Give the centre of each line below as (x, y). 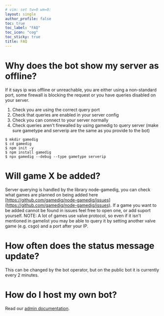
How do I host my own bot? (61, 295)
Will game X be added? (53, 176)
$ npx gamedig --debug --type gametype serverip (56, 157)
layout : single (21, 14)
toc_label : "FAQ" (23, 28)
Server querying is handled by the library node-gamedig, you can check (78, 190)
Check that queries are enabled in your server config (65, 115)
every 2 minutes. (22, 275)
